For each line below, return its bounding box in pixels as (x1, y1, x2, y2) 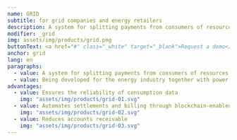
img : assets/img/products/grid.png (7, 37, 112, 44)
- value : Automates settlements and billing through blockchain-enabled (13, 103, 232, 110)
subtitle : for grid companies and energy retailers (7, 17, 162, 24)
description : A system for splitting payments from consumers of (7, 23, 203, 30)
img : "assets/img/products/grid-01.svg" (20, 96, 140, 103)
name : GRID (7, 10, 39, 18)
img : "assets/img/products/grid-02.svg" (20, 109, 140, 116)
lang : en (7, 57, 33, 64)
